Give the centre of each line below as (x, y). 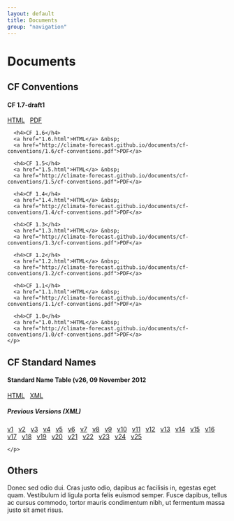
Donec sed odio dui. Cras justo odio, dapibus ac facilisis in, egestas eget (112, 487)
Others (23, 471)
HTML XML (25, 395)
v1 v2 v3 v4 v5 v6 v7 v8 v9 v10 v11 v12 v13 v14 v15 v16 (111, 429)
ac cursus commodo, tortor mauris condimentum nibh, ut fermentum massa (116, 502)
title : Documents (32, 20)
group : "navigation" (37, 27)
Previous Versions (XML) (44, 411)
